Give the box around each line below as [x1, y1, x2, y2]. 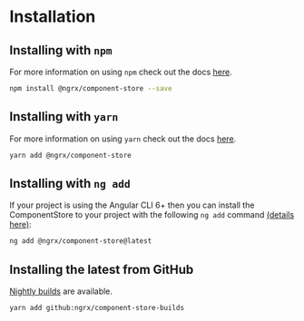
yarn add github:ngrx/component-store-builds [9, 304, 184, 313]
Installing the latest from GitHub [9, 261, 194, 277]
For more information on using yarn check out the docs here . [9, 133, 237, 144]
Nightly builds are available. [9, 286, 113, 297]
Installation [9, 6, 96, 27]
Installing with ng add [9, 175, 131, 191]
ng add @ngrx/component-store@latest [9, 237, 152, 246]
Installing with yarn [9, 109, 119, 124]
